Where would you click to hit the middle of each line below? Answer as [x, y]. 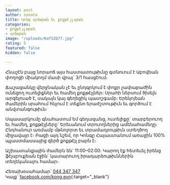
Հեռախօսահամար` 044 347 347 [43, 171]
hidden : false [20, 53]
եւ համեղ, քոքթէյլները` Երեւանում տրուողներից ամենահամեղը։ [81, 124]
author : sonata [21, 15]
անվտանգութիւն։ [26, 109]
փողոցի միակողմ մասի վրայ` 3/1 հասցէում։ [56, 77]
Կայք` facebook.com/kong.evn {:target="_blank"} [57, 176]
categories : [18, 24]
